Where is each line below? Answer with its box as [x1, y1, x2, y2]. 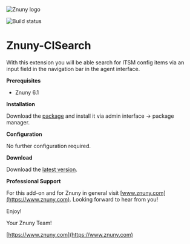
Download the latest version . [6, 166, 77, 173]
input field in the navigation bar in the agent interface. [6, 65, 140, 72]
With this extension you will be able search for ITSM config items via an [6, 58, 185, 66]
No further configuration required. [6, 142, 91, 149]
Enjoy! [6, 207, 22, 215]
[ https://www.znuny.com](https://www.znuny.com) [6, 231, 133, 238]
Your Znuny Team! [6, 219, 52, 226]
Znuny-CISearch [6, 39, 91, 53]
